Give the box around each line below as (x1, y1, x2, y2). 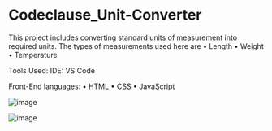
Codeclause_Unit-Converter (8, 6, 202, 24)
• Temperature (8, 50, 58, 59)
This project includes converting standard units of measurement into (8, 33, 238, 42)
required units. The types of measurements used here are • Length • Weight (8, 41, 264, 50)
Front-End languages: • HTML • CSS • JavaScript (8, 81, 175, 91)
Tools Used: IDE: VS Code (8, 65, 96, 75)
